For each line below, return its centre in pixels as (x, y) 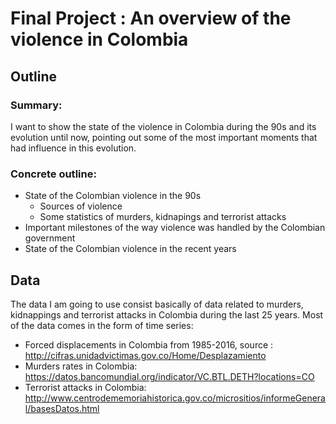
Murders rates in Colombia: (81, 366)
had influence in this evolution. (73, 148)
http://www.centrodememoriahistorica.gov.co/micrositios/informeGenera (175, 398)
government (50, 238)
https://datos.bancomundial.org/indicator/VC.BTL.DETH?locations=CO (169, 376)
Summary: (36, 105)
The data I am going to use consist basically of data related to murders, (157, 304)
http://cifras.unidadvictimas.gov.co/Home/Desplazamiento (145, 355)
